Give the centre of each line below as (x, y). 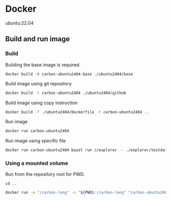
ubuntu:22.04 (20, 23)
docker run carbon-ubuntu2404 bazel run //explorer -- (65, 150)
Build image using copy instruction (41, 103)
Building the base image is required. (43, 65)
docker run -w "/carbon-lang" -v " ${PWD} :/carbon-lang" (66, 193)
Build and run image (38, 39)
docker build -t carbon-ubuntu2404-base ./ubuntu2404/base (69, 74)
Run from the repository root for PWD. (45, 174)
